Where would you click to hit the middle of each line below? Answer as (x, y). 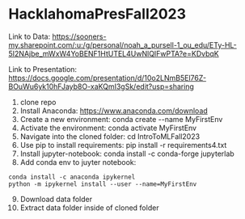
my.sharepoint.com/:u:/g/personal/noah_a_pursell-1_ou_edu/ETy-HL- (122, 44)
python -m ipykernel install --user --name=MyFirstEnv (103, 184)
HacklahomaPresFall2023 (97, 14)
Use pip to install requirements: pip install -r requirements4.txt (123, 145)
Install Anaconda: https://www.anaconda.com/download (114, 111)
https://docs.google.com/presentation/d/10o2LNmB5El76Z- (108, 78)
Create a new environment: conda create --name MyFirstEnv (121, 119)
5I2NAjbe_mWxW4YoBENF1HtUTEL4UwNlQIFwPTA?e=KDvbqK (114, 53)
